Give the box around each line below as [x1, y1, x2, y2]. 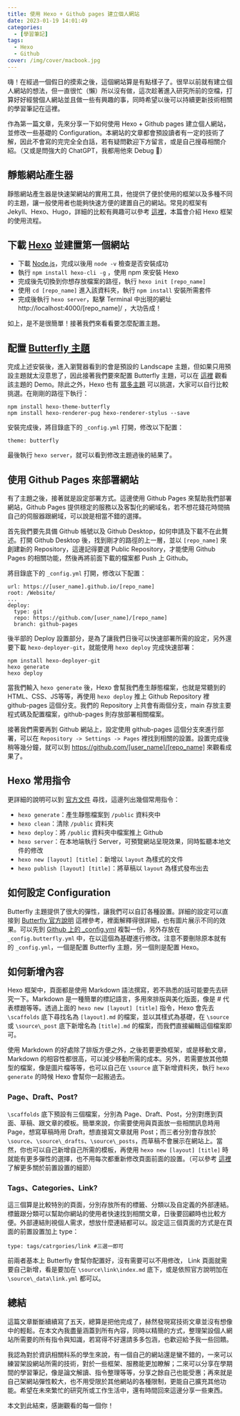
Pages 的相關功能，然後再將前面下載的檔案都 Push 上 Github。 [7, 554, 193, 562]
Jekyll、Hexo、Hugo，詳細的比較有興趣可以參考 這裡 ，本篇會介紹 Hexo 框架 [7, 207, 233, 216]
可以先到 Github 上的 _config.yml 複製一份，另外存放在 [19, 925, 181, 933]
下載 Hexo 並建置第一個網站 [7, 238, 130, 251]
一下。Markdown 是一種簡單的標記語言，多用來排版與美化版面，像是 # [13, 995, 221, 1003]
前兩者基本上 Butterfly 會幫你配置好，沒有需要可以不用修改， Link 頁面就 [7, 1256, 221, 1265]
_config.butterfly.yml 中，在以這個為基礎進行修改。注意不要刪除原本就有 [7, 933, 227, 943]
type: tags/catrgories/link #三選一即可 [7, 1243, 124, 1250]
